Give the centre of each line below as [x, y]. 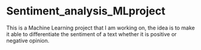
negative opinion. [28, 40]
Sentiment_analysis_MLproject [86, 11]
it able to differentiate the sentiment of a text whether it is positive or [91, 34]
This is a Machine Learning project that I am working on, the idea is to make [100, 28]
